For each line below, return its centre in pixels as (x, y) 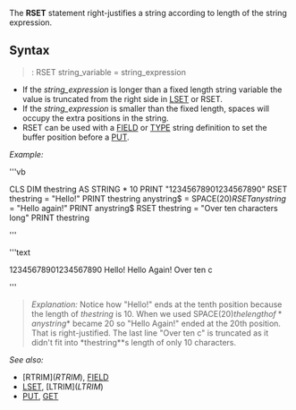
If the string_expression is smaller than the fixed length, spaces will (146, 108)
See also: (26, 359)
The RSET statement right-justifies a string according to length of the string (148, 13)
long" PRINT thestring (49, 218)
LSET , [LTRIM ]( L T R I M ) (63, 386)
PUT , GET (40, 396)
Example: (26, 154)
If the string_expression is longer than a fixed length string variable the (152, 90)
